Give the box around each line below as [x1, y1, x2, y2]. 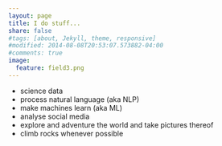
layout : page [8, 11, 52, 20]
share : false [8, 26, 52, 34]
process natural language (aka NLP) [19, 94, 140, 104]
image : [8, 57, 31, 65]
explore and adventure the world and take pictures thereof [19, 120, 214, 129]
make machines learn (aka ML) [19, 103, 123, 112]
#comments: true [8, 49, 63, 57]
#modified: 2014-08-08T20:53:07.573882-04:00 [8, 42, 163, 50]
